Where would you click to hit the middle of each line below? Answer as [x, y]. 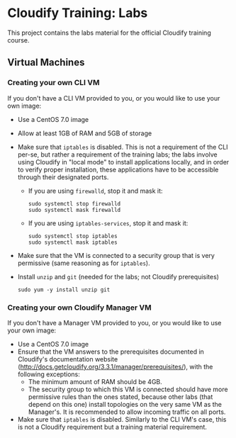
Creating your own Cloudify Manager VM [79, 308]
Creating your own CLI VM [54, 83]
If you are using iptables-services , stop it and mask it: [108, 223]
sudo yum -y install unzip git [64, 290]
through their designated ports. [63, 177]
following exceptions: [49, 374]
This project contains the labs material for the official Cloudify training [109, 33]
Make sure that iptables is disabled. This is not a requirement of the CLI [123, 147]
